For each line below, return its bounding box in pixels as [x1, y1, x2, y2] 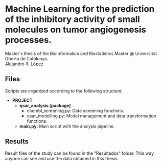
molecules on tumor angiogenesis [5, 24, 146, 35]
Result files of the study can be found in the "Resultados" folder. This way [5, 150, 154, 156]
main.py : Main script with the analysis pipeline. [19, 123, 115, 129]
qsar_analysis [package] [19, 102, 71, 108]
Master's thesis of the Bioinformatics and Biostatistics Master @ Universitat [5, 50, 157, 56]
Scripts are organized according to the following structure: [5, 88, 123, 93]
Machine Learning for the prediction [5, 3, 155, 15]
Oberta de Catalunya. [5, 55, 48, 61]
